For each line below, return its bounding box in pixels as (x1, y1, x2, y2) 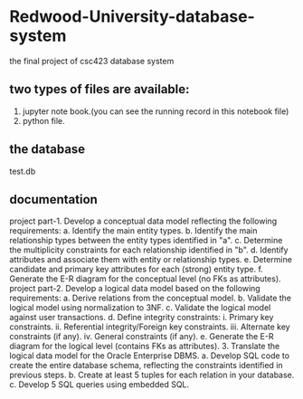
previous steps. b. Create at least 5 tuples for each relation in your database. (9, 369, 295, 381)
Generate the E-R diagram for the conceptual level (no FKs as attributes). (9, 273, 282, 284)
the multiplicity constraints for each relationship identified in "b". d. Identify (9, 244, 289, 255)
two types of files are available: (9, 81, 190, 97)
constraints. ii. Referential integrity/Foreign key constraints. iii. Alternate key (9, 321, 291, 332)
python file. (22, 115, 65, 126)
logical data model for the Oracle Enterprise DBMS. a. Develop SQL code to (9, 350, 290, 361)
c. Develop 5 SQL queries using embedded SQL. (9, 379, 190, 390)
